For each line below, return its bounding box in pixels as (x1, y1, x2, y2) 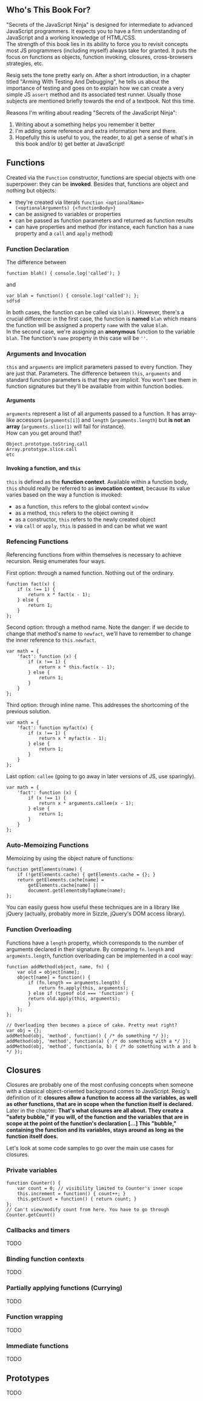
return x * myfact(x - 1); (38, 735, 107, 741)
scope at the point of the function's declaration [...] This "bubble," (6, 1120, 177, 1127)
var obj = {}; (6, 1027, 42, 1034)
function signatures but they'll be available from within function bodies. (6, 382, 184, 390)
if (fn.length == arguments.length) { (28, 980, 126, 986)
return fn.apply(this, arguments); (38, 985, 129, 991)
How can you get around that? (6, 429, 82, 436)
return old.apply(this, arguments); (28, 996, 121, 1002)
